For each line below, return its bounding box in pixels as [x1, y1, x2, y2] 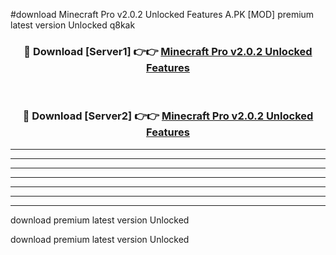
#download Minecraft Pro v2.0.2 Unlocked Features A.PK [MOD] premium [10, 9, 315, 20]
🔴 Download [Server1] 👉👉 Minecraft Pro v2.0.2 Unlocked [23, 44, 313, 58]
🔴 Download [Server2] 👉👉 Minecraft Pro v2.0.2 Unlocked [22, 109, 314, 123]
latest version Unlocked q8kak [10, 19, 136, 31]
